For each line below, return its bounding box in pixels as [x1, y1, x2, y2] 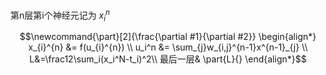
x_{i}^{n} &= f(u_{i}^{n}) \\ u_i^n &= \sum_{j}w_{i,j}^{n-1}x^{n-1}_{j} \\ [28, 41, 308, 53]
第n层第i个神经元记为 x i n [10, 8, 111, 23]
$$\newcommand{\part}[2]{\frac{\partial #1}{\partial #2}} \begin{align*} [19, 31, 317, 43]
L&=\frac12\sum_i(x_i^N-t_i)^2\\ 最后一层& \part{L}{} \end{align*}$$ [29, 53, 307, 65]
